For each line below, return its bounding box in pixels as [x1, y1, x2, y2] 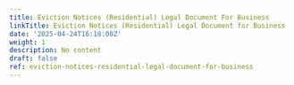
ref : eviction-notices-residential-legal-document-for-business [9, 63, 254, 72]
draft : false [9, 54, 58, 63]
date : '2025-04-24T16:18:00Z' [9, 29, 122, 38]
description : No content [9, 46, 102, 55]
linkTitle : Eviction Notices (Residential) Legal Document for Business [9, 21, 286, 30]
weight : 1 [9, 37, 46, 47]
